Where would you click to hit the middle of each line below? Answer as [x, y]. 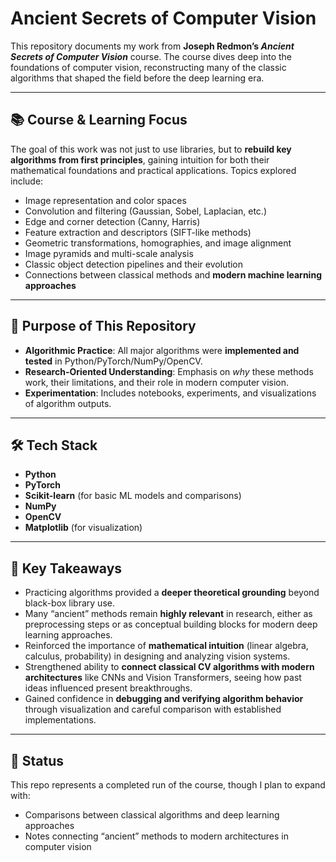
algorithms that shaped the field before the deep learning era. [137, 78]
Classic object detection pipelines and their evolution [134, 264]
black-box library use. [69, 603]
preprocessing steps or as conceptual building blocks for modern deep [171, 624]
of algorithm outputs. [68, 403]
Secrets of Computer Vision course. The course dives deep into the [151, 56]
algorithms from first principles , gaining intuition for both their [140, 159]
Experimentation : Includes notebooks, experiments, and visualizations [170, 393]
